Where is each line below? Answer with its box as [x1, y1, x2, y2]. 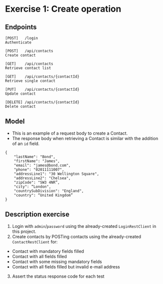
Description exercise [5, 210, 70, 219]
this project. [12, 228, 37, 234]
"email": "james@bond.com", [14, 162, 71, 168]
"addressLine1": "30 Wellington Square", [14, 171, 99, 176]
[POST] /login [5, 36, 38, 41]
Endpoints [5, 23, 37, 31]
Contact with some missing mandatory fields [12, 259, 102, 264]
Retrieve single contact [5, 79, 56, 83]
